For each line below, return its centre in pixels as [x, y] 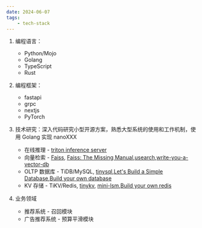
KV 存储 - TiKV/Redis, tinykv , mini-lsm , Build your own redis [98, 185]
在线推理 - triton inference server [66, 150]
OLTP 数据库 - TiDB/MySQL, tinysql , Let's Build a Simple [93, 171]
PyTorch [35, 117]
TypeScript [38, 66]
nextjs [32, 111]
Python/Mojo [40, 54]
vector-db [37, 164]
